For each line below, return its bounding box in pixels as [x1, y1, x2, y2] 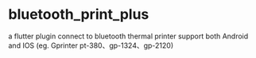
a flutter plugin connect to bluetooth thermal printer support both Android [8, 31, 249, 41]
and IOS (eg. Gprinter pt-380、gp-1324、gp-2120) [8, 41, 174, 50]
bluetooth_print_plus [8, 5, 149, 24]
